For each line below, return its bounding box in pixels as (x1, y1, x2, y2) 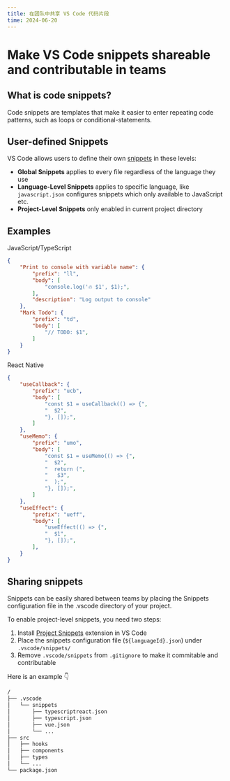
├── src (7, 734, 30, 741)
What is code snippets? (7, 89, 112, 101)
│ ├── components (7, 747, 64, 754)
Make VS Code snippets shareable (7, 47, 211, 63)
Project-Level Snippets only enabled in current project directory (17, 205, 204, 213)
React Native (7, 361, 44, 369)
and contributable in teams (7, 62, 167, 78)
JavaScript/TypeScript (7, 244, 72, 252)
